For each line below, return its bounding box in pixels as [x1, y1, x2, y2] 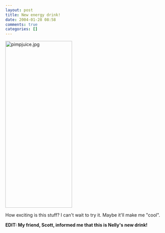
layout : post [5, 7, 33, 13]
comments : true [5, 22, 38, 27]
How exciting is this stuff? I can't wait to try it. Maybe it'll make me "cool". [5, 212, 160, 218]
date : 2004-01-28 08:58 [5, 17, 56, 22]
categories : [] [5, 27, 38, 32]
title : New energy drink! [5, 12, 60, 17]
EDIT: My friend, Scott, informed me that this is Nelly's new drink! [5, 222, 148, 228]
